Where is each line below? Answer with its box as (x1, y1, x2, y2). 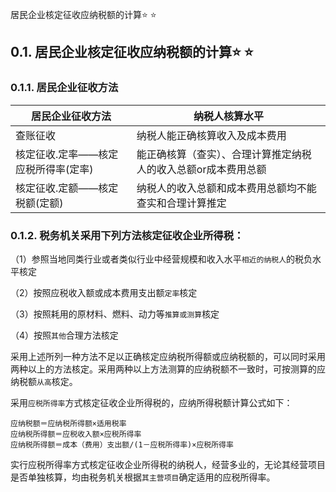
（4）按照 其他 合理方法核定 (10, 329, 119, 341)
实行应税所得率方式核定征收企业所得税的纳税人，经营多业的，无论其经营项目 (10, 458, 326, 470)
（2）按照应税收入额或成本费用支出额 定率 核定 (10, 286, 198, 298)
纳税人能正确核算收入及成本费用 (136, 128, 287, 142)
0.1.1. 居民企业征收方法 (10, 81, 119, 95)
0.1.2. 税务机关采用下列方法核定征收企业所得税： (10, 228, 245, 242)
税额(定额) (15, 196, 64, 210)
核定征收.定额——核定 (15, 181, 119, 195)
